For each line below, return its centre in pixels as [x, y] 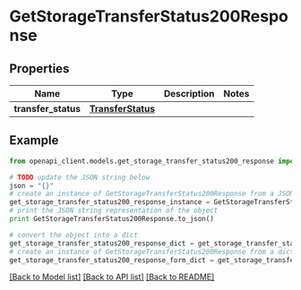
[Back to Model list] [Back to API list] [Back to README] [112, 277]
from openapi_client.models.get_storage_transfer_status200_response [142, 161]
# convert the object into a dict [74, 235]
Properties [39, 68]
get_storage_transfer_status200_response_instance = [110, 202]
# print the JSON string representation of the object [114, 211]
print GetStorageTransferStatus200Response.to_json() [112, 219]
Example [34, 141]
